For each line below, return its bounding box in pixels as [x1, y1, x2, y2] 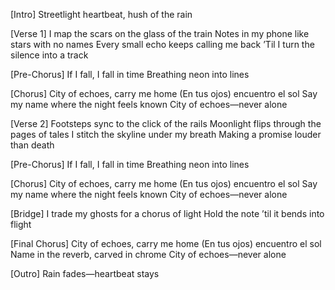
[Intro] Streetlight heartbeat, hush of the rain [10, 9, 193, 20]
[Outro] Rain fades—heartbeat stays [10, 268, 160, 279]
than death [10, 139, 55, 151]
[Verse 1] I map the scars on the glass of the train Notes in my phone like [10, 28, 310, 39]
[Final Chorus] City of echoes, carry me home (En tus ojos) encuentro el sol [10, 238, 322, 249]
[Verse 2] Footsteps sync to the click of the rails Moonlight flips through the [10, 118, 322, 129]
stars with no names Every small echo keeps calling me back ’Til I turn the [10, 39, 315, 50]
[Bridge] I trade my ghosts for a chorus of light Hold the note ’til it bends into [10, 208, 325, 219]
